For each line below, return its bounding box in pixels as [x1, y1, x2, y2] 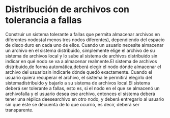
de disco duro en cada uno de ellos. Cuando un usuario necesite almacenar [5, 42, 164, 48]
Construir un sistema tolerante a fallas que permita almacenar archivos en [5, 31, 160, 37]
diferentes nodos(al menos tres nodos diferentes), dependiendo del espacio [5, 37, 165, 43]
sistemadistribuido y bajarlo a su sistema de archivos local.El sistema [5, 80, 150, 86]
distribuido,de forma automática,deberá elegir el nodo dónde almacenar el [5, 64, 161, 70]
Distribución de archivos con [5, 4, 130, 15]
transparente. [5, 107, 34, 113]
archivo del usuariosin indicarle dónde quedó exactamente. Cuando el [5, 69, 153, 75]
